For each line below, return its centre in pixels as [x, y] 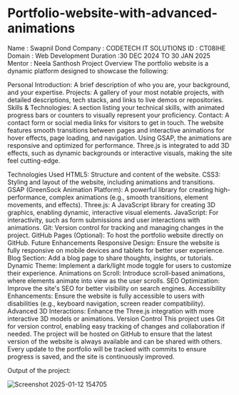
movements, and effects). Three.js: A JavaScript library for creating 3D [112, 204]
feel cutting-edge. [34, 160]
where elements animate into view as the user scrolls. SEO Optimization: [113, 281]
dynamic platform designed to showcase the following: [88, 71]
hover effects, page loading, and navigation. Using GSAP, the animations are [119, 138]
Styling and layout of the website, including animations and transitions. [111, 182]
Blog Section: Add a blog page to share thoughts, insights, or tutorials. [111, 258]
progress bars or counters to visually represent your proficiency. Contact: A [118, 115]
